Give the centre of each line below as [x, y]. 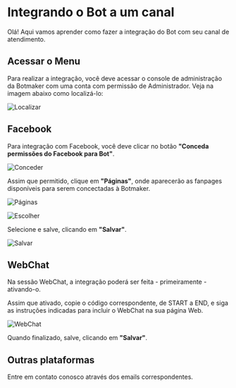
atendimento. [26, 39]
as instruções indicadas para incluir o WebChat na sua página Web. [105, 311]
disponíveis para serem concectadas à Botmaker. [79, 188]
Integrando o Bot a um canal [91, 12]
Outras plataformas [51, 360]
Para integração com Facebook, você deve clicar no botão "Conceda [108, 146]
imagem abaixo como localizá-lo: [55, 93]
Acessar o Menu [44, 62]
